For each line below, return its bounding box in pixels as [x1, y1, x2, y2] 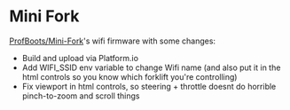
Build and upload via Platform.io [21, 52, 139, 63]
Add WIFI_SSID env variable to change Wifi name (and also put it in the [21, 62, 281, 73]
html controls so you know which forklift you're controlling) [21, 71, 238, 82]
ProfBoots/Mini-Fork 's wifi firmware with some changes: [9, 35, 216, 46]
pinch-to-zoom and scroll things [21, 90, 140, 101]
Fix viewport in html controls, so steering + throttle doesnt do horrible [21, 81, 277, 91]
